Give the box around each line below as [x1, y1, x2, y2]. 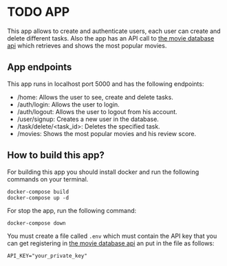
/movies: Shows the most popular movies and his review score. [17, 129, 197, 137]
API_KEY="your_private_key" [7, 252, 88, 259]
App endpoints [7, 61, 72, 73]
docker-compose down [7, 219, 67, 227]
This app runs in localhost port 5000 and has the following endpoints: [7, 80, 204, 88]
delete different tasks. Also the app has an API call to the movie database [7, 34, 215, 42]
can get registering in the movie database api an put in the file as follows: [7, 239, 215, 247]
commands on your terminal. [7, 175, 89, 183]
